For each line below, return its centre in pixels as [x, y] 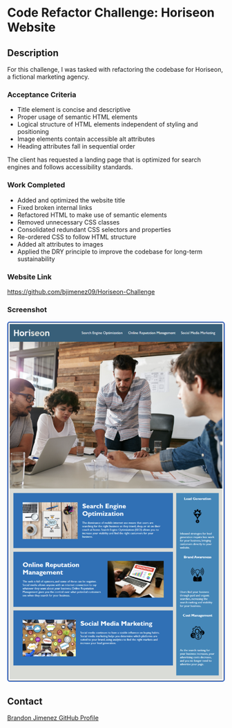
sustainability [36, 259]
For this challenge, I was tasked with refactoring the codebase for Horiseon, [115, 69]
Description [33, 53]
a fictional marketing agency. [48, 77]
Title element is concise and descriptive [74, 110]
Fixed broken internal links [55, 207]
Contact [25, 701]
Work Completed [36, 185]
